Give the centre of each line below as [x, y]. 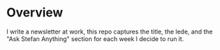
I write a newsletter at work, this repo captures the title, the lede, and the [110, 32]
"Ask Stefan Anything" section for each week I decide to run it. [95, 38]
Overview [35, 13]
